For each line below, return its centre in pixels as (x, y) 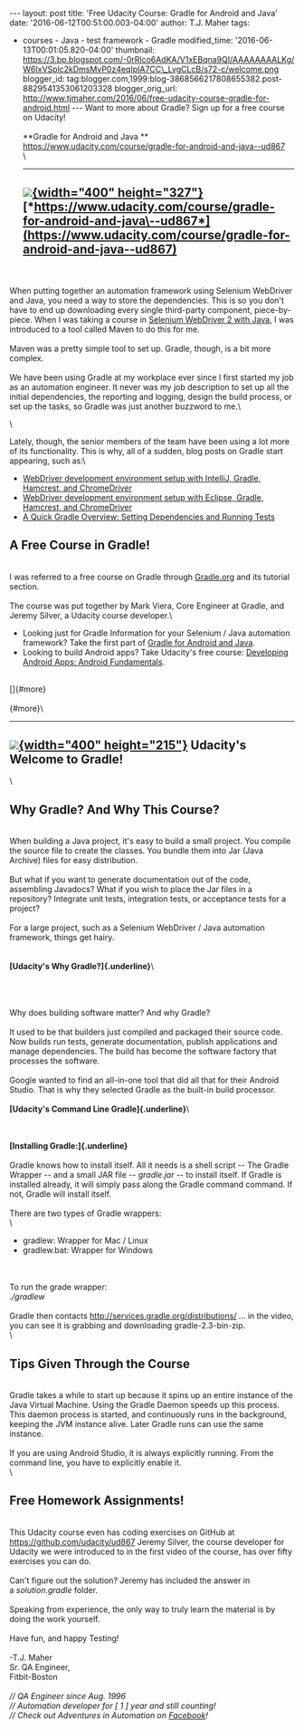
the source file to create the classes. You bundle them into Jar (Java (137, 850)
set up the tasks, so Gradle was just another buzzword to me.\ (125, 406)
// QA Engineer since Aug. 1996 (68, 1695)
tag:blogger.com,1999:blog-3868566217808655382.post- (174, 79)
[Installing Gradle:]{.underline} (69, 1146)
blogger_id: (43, 79)
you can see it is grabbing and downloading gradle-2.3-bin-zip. (128, 1326)
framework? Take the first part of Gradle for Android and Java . (139, 642)
